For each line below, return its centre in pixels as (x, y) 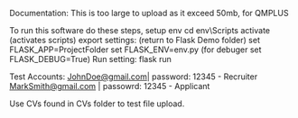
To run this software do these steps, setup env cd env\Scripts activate (140, 30)
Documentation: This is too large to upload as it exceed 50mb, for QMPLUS (149, 13)
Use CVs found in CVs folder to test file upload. (97, 104)
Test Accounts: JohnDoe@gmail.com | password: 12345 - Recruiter (134, 77)
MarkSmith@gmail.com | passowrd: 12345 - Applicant (110, 86)
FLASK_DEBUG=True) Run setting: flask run (90, 59)
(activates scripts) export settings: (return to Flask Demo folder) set (135, 40)
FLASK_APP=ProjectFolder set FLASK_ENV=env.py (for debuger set (135, 50)
